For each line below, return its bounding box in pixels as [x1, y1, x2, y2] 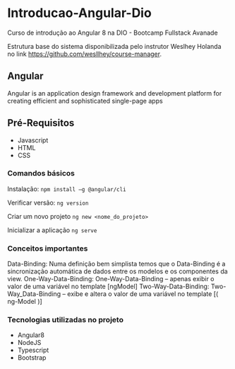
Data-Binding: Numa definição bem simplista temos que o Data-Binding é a [7, 260, 226, 268]
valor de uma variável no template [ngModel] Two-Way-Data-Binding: [7, 282, 210, 291]
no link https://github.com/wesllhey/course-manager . [7, 50, 162, 58]
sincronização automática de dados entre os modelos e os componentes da [7, 267, 228, 276]
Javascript [17, 136, 49, 144]
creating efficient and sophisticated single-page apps [7, 96, 164, 105]
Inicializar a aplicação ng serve [7, 225, 97, 234]
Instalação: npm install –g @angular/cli [7, 184, 126, 193]
